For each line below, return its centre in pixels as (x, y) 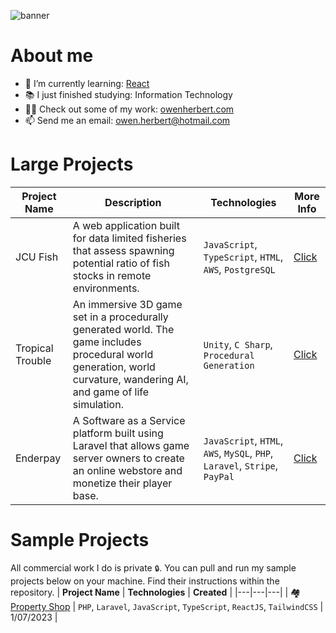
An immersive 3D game (127, 304)
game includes (107, 342)
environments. (106, 288)
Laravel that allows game (131, 445)
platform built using (118, 433)
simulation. (98, 404)
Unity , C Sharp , (238, 344)
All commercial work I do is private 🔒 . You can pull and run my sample (153, 567)
